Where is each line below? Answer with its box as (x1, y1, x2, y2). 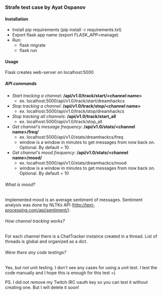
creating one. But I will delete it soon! (5, 284, 79, 290)
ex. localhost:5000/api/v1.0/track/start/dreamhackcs (19, 98, 125, 104)
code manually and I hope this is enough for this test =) (5, 270, 116, 276)
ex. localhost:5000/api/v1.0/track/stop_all (19, 119, 103, 125)
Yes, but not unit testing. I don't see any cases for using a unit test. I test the (5, 264, 157, 270)
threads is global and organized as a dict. (5, 238, 88, 244)
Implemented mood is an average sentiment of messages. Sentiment (5, 197, 143, 203)
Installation (5, 16, 28, 22)
